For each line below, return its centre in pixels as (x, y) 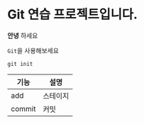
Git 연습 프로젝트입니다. (73, 15)
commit (23, 108)
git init (20, 64)
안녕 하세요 (23, 35)
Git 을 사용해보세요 (33, 50)
